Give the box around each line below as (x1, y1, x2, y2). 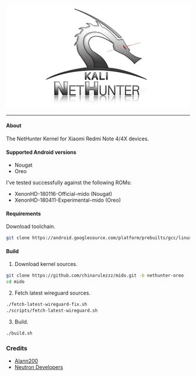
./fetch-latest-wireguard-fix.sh (6, 302, 87, 308)
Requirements (6, 210, 41, 217)
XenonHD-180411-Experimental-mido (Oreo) (14, 196, 121, 203)
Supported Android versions (6, 149, 77, 156)
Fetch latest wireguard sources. (14, 289, 91, 296)
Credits (6, 344, 27, 352)
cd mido (6, 279, 25, 285)
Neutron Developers (14, 364, 63, 371)
